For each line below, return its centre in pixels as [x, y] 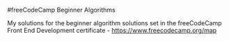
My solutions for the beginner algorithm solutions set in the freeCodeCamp [114, 23]
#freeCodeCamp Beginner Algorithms [62, 10]
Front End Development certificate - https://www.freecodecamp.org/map [112, 30]
